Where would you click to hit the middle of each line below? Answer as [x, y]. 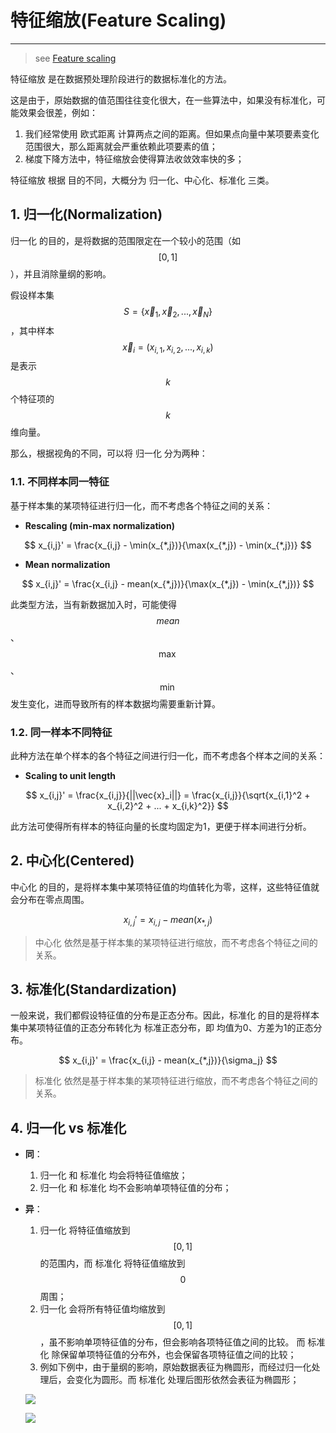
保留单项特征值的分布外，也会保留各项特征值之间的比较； [178, 1355]
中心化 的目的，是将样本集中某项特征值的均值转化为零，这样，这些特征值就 [165, 887]
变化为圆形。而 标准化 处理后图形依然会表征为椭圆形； [187, 1380]
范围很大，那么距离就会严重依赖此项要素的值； [121, 146]
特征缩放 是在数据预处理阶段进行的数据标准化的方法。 [121, 78]
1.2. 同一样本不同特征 [61, 732]
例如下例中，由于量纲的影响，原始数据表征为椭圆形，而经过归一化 [175, 1367]
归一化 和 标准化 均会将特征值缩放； [113, 1175]
